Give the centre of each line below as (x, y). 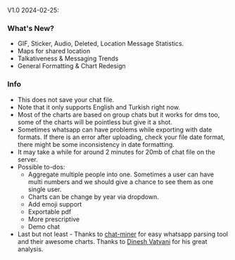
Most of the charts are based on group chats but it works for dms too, (119, 115)
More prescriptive (54, 219)
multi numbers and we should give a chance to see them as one (120, 181)
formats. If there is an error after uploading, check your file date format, (121, 137)
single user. (45, 189)
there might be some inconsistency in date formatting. (96, 144)
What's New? (31, 28)
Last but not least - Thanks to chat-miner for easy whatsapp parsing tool (123, 234)
